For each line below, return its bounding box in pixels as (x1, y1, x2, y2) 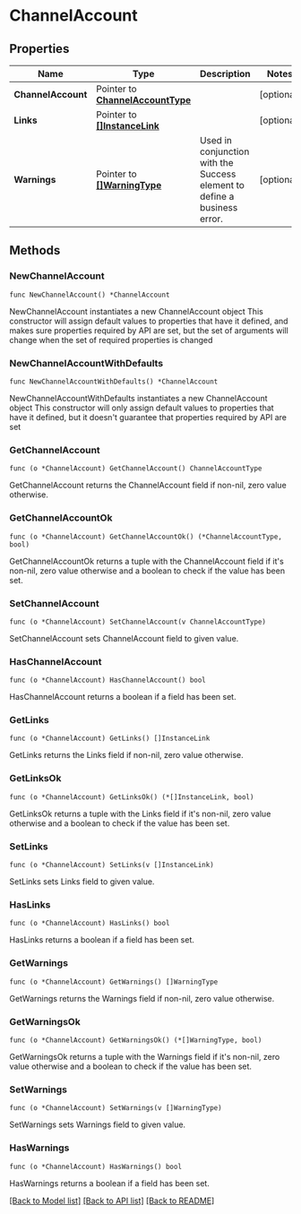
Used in (200, 134, 233, 146)
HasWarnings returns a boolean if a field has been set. (9, 1177, 211, 1188)
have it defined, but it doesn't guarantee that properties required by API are (9, 411, 287, 422)
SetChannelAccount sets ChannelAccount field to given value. (9, 633, 239, 643)
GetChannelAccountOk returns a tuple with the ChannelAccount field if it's (9, 555, 284, 566)
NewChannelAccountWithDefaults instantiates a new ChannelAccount (9, 392, 268, 403)
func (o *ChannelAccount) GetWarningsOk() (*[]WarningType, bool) (9, 1036, 262, 1045)
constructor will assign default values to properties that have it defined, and (9, 315, 288, 326)
